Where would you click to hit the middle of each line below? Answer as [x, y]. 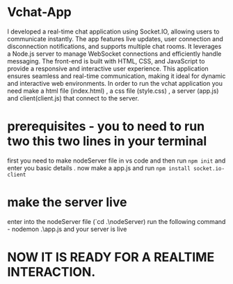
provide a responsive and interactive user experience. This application [108, 68]
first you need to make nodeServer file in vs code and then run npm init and [116, 160]
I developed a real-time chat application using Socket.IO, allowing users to [114, 31]
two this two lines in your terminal [107, 141]
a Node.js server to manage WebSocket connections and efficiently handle [114, 54]
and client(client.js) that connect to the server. [73, 98]
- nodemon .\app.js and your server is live [67, 229]
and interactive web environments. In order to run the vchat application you [115, 83]
